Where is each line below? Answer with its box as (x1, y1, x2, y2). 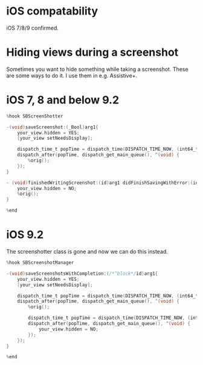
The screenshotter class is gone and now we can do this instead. (6, 248, 168, 255)
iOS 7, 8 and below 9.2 (6, 93, 120, 107)
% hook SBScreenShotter (6, 113, 63, 119)
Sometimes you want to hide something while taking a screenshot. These (6, 65, 188, 73)
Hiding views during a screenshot (6, 45, 179, 59)
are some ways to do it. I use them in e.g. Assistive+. (6, 71, 138, 79)
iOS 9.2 (6, 228, 44, 242)
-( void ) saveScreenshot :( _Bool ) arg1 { (6, 124, 98, 130)
